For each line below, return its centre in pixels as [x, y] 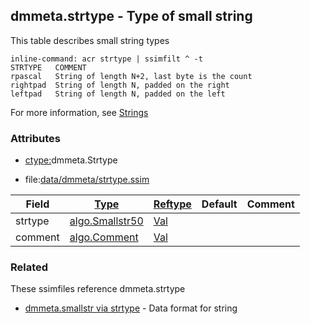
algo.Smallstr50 [106, 221]
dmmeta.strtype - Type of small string [131, 16]
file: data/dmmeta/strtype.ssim [87, 180]
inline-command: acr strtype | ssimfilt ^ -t [106, 59]
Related [29, 267]
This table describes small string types [90, 40]
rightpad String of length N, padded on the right [120, 85]
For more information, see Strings [79, 112]
